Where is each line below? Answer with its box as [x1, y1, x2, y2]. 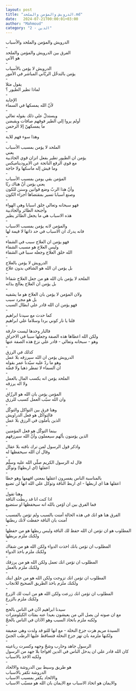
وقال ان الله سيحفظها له [5, 449, 51, 455]
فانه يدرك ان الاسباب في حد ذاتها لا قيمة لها [5, 228, 84, 234]
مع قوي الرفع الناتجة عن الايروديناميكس [5, 160, 77, 166]
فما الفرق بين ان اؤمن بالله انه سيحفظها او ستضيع [5, 501, 96, 507]
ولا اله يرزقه [5, 381, 27, 387]
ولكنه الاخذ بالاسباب [5, 653, 41, 660]
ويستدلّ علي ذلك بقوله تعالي [5, 113, 58, 119]
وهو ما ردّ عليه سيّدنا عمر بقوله [5, 359, 61, 366]
